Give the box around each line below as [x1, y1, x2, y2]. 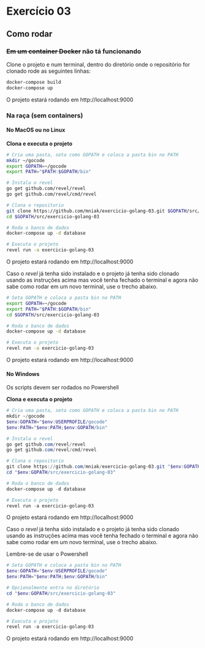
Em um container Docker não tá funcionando [6, 47, 142, 56]
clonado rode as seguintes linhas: [6, 67, 91, 75]
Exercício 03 [6, 4, 71, 18]
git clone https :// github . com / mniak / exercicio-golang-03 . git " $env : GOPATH [6, 463, 201, 470]
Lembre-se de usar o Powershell [6, 550, 88, 558]
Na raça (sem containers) [6, 111, 84, 120]
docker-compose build [6, 79, 62, 85]
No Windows [6, 370, 40, 377]
